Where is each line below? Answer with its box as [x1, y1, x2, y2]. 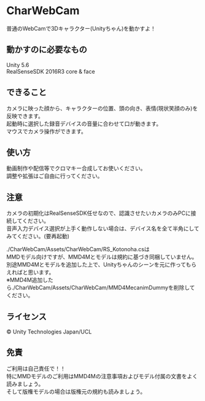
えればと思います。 [6, 268, 55, 276]
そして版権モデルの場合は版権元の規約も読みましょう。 [6, 387, 146, 395]
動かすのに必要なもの [6, 44, 87, 55]
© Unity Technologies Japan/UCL [6, 328, 92, 335]
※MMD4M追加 [6, 276, 43, 284]
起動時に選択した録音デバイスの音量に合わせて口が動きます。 [6, 120, 162, 127]
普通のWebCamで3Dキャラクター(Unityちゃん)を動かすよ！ [6, 25, 157, 32]
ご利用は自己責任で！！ [6, 365, 66, 372]
